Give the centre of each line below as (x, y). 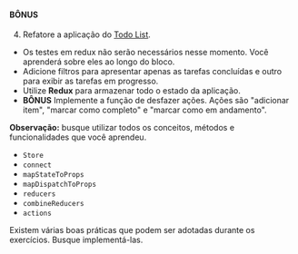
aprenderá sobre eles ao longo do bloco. (99, 62)
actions (37, 214)
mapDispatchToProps (60, 185)
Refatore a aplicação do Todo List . (87, 34)
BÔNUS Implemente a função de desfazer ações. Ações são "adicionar (156, 101)
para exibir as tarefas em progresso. (90, 81)
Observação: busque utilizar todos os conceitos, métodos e (122, 128)
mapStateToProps (53, 175)
